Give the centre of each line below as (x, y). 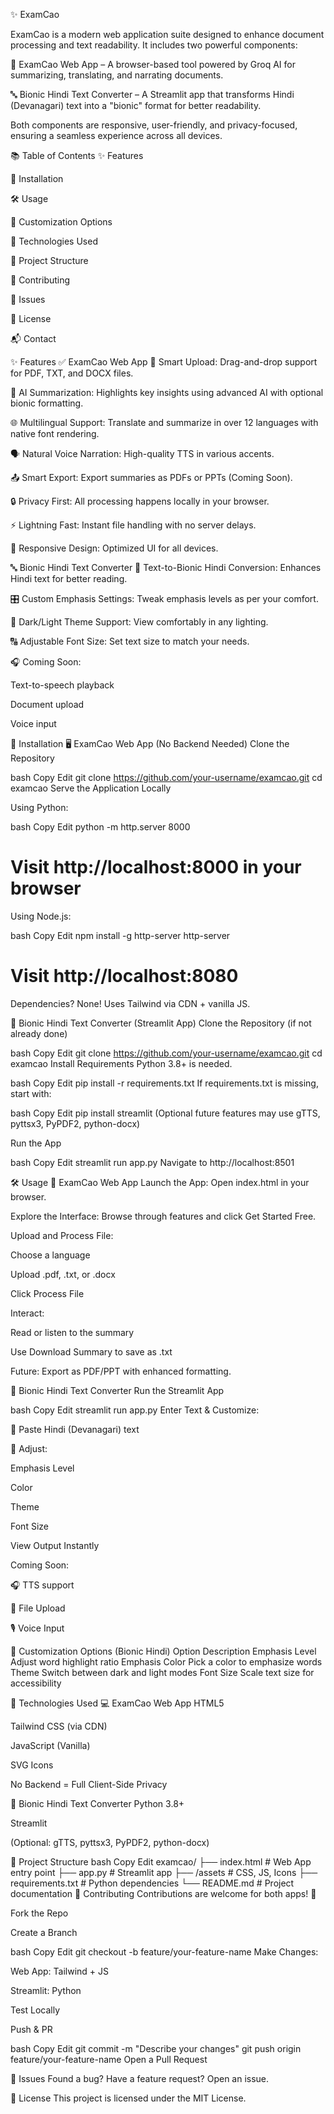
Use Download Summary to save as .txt (91, 1351)
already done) (39, 1033)
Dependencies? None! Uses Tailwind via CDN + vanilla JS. (130, 1003)
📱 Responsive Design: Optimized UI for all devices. (114, 548)
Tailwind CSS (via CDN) (59, 1726)
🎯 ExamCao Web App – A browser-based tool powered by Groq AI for (153, 64)
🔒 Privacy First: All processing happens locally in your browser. (140, 501)
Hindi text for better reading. (69, 578)
